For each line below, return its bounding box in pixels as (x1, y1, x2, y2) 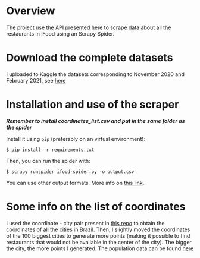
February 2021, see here (6, 77, 67, 84)
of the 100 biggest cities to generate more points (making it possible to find (6, 232, 190, 239)
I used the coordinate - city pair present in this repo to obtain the (6, 219, 165, 226)
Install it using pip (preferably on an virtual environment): (6, 135, 146, 142)
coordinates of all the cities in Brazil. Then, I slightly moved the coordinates (6, 226, 190, 233)
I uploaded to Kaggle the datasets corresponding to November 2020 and (6, 70, 185, 78)
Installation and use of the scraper (6, 98, 179, 111)
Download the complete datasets (6, 51, 173, 65)
